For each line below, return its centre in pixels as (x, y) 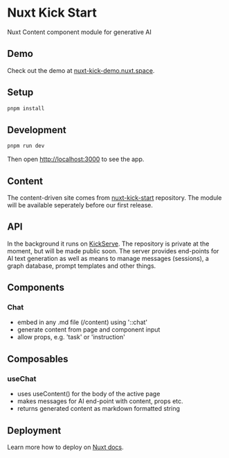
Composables (38, 359)
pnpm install (26, 108)
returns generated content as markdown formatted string (99, 409)
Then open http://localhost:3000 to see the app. (76, 159)
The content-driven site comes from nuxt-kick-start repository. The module (114, 197)
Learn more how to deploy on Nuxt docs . (66, 447)
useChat (22, 378)
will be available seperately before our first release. (80, 205)
